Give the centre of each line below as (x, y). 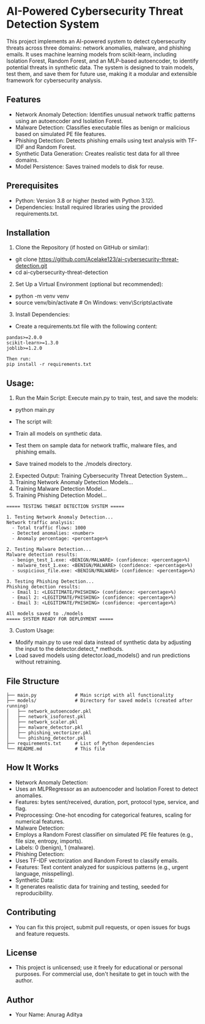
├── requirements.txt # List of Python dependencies (80, 743)
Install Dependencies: (43, 314)
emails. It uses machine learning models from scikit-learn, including (91, 54)
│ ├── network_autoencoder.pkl (49, 711)
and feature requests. (42, 933)
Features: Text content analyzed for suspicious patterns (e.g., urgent (102, 867)
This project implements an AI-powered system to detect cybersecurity (96, 41)
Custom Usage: (35, 631)
